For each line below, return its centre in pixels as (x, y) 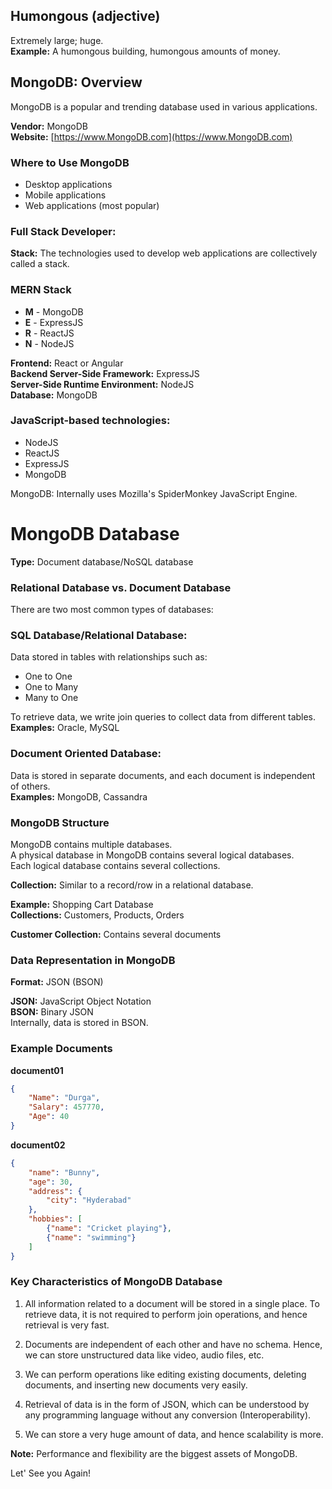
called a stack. (40, 264)
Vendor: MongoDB (49, 126)
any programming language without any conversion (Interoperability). (168, 1415)
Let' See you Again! (51, 1473)
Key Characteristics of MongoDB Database (116, 1282)
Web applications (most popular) (92, 205)
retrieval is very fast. (67, 1325)
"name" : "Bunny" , (64, 1172)
